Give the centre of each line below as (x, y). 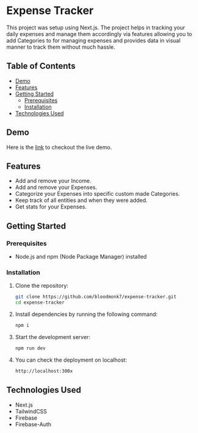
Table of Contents (41, 66)
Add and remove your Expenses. (56, 187)
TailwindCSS (31, 411)
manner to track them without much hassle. (61, 47)
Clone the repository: (42, 286)
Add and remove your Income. (53, 181)
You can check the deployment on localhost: (71, 360)
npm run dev (30, 348)
